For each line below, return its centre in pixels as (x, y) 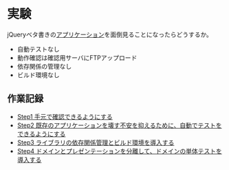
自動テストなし (38, 49)
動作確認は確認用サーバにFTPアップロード (77, 57)
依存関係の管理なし (44, 66)
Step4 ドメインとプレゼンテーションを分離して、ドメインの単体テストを (119, 151)
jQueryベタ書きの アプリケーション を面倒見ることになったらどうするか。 (110, 34)
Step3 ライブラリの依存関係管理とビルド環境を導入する (96, 142)
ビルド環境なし (38, 75)
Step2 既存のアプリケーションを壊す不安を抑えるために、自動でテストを (119, 125)
